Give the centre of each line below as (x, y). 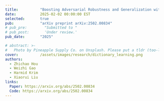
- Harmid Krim (24, 73)
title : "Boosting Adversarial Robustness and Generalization (78, 10)
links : (12, 82)
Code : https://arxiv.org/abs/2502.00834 (51, 91)
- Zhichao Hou (24, 64)
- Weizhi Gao (23, 68)
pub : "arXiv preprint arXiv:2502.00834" (59, 23)
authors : (14, 59)
